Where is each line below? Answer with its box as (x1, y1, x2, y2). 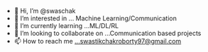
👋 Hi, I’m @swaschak (13, 7, 76, 15)
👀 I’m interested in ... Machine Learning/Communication (13, 14, 177, 22)
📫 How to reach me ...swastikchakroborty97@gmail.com (13, 37, 182, 45)
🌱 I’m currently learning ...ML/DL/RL (13, 22, 119, 30)
